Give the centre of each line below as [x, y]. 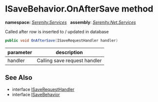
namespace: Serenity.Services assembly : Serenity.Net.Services [71, 22]
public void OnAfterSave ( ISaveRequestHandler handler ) [62, 40]
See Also [19, 78]
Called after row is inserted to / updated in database [57, 31]
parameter [20, 52]
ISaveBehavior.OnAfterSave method [79, 9]
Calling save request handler [69, 60]
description [69, 52]
